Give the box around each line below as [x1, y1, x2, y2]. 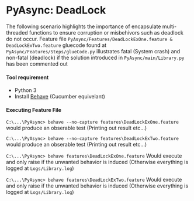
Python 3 [14, 87, 37, 94]
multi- [162, 23, 177, 30]
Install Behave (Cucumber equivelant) [14, 93, 105, 100]
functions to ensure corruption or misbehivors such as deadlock [29, 29, 184, 36]
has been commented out [6, 60, 68, 67]
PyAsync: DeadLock [6, 4, 106, 17]
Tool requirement [6, 74, 49, 81]
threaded [6, 29, 28, 36]
